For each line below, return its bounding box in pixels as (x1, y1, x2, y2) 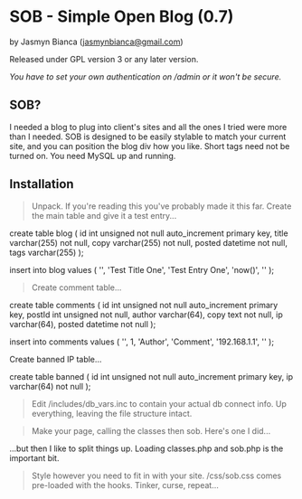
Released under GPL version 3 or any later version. (9, 53, 199, 64)
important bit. (9, 452, 60, 463)
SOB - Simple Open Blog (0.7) (9, 6, 234, 27)
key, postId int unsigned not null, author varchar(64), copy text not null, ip (9, 309, 283, 320)
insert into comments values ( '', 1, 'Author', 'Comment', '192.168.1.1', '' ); (9, 336, 274, 347)
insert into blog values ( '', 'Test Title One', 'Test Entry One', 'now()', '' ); (9, 264, 274, 275)
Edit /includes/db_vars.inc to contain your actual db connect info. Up (31, 398, 288, 409)
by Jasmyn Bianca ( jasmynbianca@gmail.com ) (9, 36, 184, 47)
